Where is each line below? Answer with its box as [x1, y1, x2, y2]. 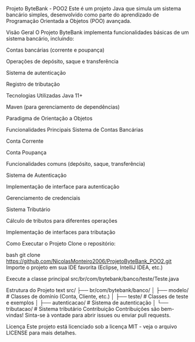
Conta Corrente [6, 138, 44, 145]
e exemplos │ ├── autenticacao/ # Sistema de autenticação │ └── [6, 299, 169, 306]
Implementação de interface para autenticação [6, 183, 120, 190]
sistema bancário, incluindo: [6, 35, 75, 42]
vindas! [6, 311, 24, 318]
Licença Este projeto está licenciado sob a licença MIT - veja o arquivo [6, 323, 177, 330]
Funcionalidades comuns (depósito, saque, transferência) [6, 160, 146, 167]
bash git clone [6, 252, 41, 258]
